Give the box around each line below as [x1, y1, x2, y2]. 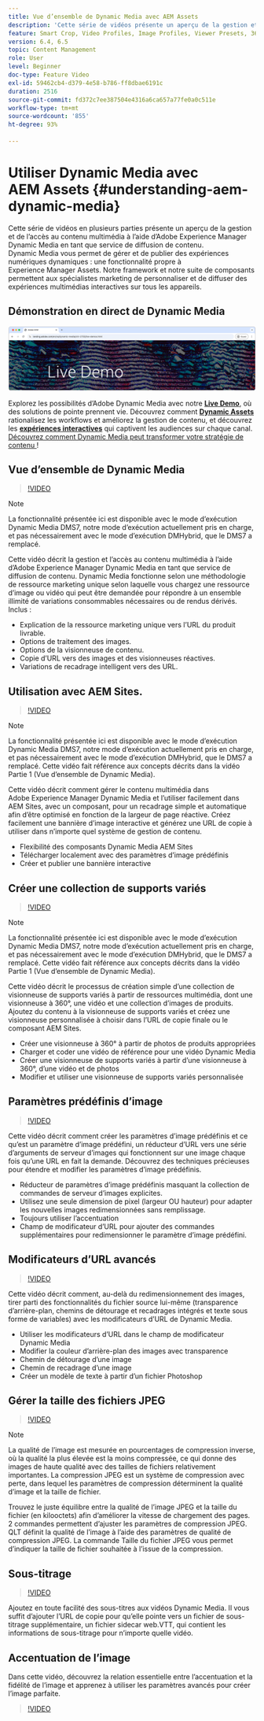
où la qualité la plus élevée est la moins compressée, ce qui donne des [8, 1453, 237, 1464]
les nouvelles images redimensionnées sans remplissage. [19, 1205, 206, 1214]
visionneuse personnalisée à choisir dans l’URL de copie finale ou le [8, 1015, 229, 1024]
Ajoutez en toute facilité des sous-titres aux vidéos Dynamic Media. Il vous [8, 1603, 250, 1613]
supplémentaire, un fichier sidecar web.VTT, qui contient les [31, 1620, 226, 1630]
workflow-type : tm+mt [8, 104, 79, 112]
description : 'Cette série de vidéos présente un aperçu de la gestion [8, 20, 247, 29]
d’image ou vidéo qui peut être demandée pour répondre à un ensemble [8, 588, 242, 598]
